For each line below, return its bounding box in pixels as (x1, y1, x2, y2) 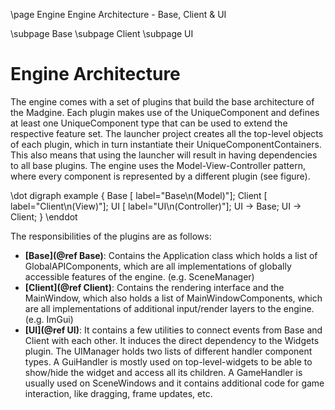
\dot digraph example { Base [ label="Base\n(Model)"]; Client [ (10, 189, 268, 201)
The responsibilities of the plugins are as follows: (10, 230, 212, 242)
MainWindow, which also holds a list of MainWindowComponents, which (24, 292, 323, 304)
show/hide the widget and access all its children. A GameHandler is (24, 366, 303, 378)
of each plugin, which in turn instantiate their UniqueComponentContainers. (10, 138, 322, 150)
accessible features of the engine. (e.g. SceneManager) (24, 270, 255, 283)
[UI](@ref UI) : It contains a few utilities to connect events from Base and (24, 324, 323, 336)
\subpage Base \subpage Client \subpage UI (10, 28, 194, 39)
